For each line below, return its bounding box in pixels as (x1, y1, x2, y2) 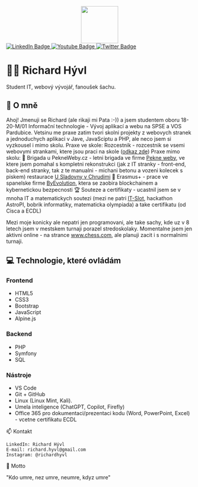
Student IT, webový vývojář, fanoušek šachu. (6, 83, 116, 90)
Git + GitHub (14, 391, 46, 398)
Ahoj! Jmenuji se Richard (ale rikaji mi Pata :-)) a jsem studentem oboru (6, 116, 180, 124)
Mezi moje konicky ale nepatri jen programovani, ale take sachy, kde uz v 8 (6, 219, 190, 226)
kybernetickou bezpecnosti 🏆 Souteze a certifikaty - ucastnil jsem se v (6, 186, 181, 193)
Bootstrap (14, 302, 39, 309)
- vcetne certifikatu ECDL (14, 416, 77, 423)
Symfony (14, 350, 37, 357)
